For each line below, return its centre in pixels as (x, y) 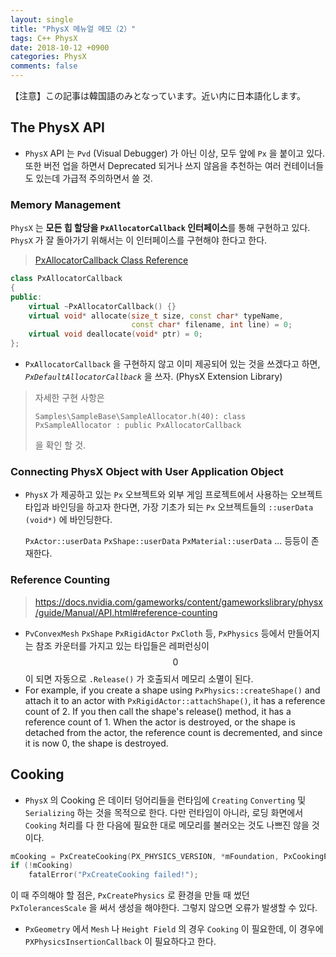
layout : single (42, 19)
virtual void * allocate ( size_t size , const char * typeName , (156, 316)
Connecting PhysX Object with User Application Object (147, 472)
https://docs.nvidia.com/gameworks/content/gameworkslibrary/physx (179, 602)
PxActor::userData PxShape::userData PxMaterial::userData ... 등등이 (166, 541)
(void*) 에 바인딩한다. (68, 520)
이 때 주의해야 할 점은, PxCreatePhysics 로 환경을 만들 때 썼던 (130, 895)
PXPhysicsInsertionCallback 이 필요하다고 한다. (120, 942)
